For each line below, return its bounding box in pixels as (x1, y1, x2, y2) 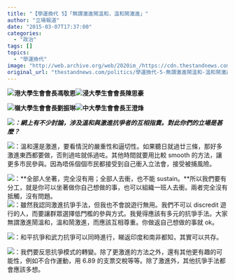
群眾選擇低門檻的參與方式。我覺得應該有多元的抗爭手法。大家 (50, 209, 228, 217)
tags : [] (7, 43, 33, 50)
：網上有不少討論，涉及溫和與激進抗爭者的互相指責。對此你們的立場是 (14, 118, 217, 126)
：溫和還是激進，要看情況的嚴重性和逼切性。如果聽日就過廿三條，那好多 (14, 142, 222, 150)
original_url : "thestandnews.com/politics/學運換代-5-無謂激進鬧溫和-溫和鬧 (7, 68, 222, 75)
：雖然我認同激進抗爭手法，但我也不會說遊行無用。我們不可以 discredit (14, 200, 219, 209)
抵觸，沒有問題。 (7, 191, 57, 200)
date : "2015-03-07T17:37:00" (7, 23, 92, 30)
